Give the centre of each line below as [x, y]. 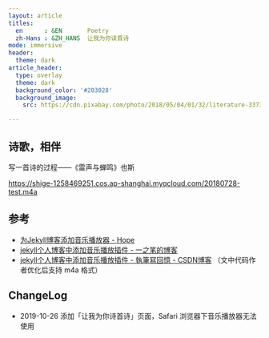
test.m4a [23, 191]
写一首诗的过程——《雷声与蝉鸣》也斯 [71, 167]
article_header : [35, 68]
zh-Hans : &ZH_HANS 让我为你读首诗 [72, 38]
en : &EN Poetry [62, 30]
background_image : [46, 98]
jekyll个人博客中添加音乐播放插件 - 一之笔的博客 [99, 250]
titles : [21, 23]
